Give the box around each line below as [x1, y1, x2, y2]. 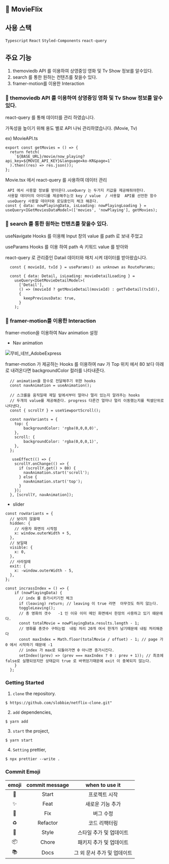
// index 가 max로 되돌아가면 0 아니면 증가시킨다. [18, 647, 115, 652]
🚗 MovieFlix [5, 5, 43, 14]
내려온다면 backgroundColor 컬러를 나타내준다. [10, 367, 106, 373]
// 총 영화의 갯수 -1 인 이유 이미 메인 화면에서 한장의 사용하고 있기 [18, 611, 151, 616]
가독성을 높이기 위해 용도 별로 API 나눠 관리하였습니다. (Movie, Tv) [5, 125, 138, 131]
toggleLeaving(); [18, 605, 56, 610]
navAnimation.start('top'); [23, 479, 83, 484]
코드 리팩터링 [88, 819, 118, 826]
